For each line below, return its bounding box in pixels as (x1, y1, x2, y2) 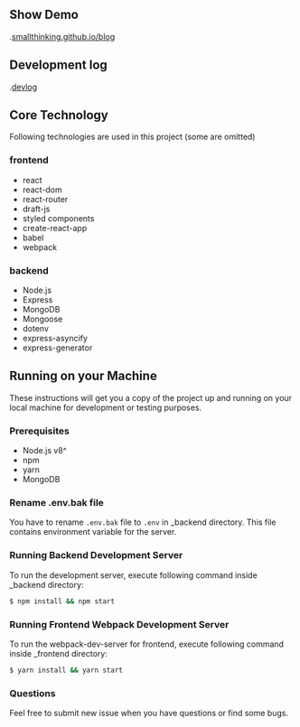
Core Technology (9, 107, 108, 123)
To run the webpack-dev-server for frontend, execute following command (9, 638, 285, 649)
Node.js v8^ (22, 445, 68, 456)
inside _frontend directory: (9, 648, 108, 658)
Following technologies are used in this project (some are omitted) (9, 131, 256, 143)
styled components (22, 212, 95, 224)
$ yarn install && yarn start (9, 666, 124, 675)
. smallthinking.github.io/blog (9, 31, 116, 42)
